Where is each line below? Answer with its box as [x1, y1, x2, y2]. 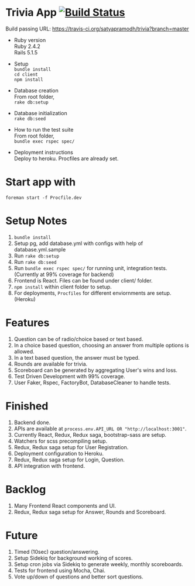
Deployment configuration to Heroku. [13, 450, 104, 457]
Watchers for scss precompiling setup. [13, 437, 108, 444]
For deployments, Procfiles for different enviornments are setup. [13, 289, 172, 297]
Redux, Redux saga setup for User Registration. [13, 443, 129, 450]
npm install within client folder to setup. [13, 283, 112, 290]
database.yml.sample [13, 246, 66, 253]
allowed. [13, 348, 35, 355]
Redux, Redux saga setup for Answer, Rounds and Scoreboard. [13, 508, 166, 515]
